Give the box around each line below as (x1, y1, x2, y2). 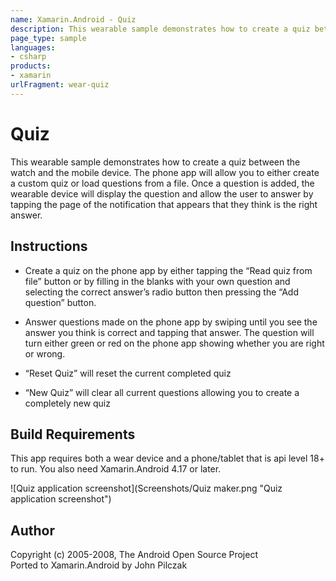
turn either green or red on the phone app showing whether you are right (24, 337, 325, 349)
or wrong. (24, 347, 66, 360)
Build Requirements (10, 426, 136, 443)
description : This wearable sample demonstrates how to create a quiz (10, 24, 311, 34)
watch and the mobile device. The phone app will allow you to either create (10, 166, 320, 178)
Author (10, 522, 55, 539)
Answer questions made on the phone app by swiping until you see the (24, 316, 318, 328)
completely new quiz (24, 397, 111, 409)
